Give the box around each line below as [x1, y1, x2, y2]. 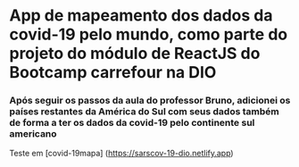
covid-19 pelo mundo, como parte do [9, 24, 288, 45]
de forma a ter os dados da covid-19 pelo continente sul [9, 117, 255, 129]
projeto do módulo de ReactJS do [9, 44, 261, 63]
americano [9, 128, 57, 140]
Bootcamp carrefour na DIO [9, 63, 217, 83]
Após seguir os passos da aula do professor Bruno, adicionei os [9, 95, 291, 107]
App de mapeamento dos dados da [9, 5, 273, 26]
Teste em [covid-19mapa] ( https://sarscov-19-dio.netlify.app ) [9, 148, 234, 159]
